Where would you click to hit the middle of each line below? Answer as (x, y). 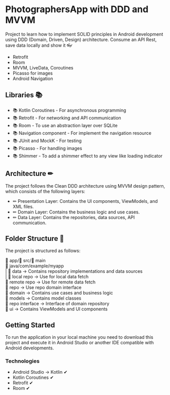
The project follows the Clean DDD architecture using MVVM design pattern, (85, 186)
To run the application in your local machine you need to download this (79, 337)
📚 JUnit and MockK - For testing (47, 140)
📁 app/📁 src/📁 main (25, 261)
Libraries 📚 (24, 95)
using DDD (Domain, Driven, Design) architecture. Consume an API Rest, (81, 40)
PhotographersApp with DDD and (77, 9)
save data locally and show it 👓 (39, 45)
